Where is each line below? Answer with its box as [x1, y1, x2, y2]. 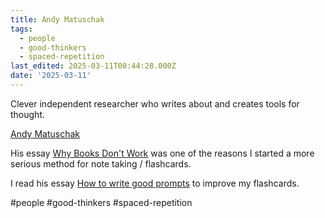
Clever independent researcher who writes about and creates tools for [10, 97, 300, 110]
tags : [10, 24, 33, 34]
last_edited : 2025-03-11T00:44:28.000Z [10, 61, 177, 71]
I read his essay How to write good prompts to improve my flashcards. [10, 177, 300, 189]
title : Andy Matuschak [10, 14, 105, 25]
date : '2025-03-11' [10, 71, 92, 81]
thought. [10, 108, 46, 120]
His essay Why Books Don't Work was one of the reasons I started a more [10, 147, 315, 159]
